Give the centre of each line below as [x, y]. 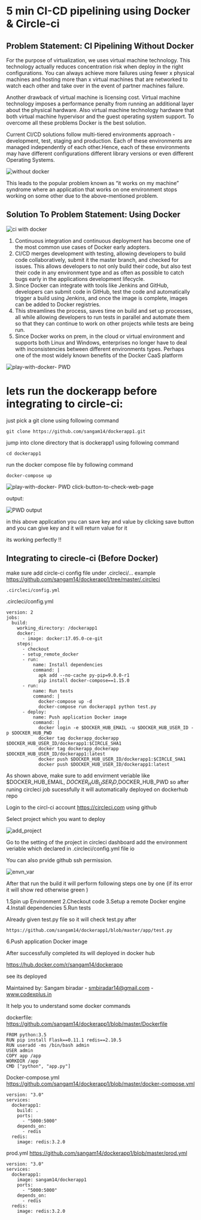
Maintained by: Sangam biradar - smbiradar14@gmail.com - [80, 988]
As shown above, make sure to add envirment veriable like [78, 775]
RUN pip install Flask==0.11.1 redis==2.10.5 [64, 1040]
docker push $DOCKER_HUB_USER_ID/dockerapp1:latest [104, 764]
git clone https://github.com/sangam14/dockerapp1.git [76, 431]
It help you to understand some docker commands [68, 1006]
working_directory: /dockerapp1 [57, 628]
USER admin [20, 1051]
